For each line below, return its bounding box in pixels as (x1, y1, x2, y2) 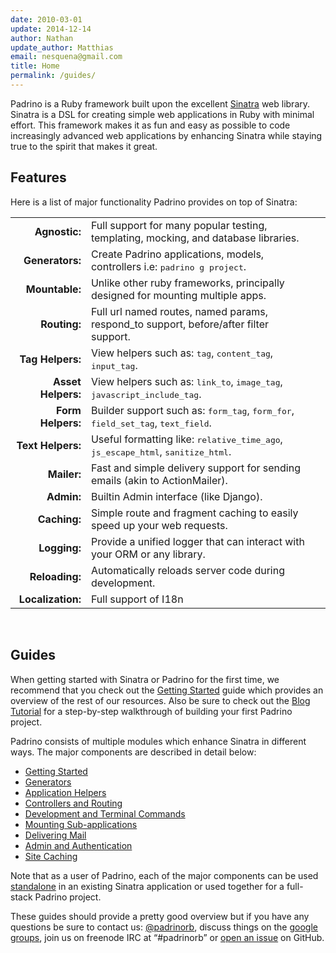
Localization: (18, 592, 82, 606)
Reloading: (29, 569, 82, 583)
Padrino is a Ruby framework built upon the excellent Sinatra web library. (10, 97, 311, 110)
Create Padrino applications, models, (90, 247, 265, 261)
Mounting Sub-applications (24, 818, 138, 830)
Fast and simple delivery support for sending (90, 461, 302, 475)
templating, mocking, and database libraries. (90, 231, 300, 245)
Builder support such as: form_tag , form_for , (90, 403, 295, 417)
